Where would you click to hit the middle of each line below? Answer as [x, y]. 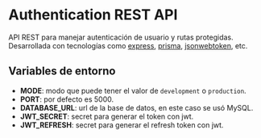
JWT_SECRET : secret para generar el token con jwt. [107, 116]
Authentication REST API [93, 15]
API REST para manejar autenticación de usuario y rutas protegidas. [121, 37]
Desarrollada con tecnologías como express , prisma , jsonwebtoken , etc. [128, 45]
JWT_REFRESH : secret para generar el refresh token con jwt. [122, 125]
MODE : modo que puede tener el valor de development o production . [133, 90]
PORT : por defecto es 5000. [67, 99]
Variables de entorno [62, 71]
